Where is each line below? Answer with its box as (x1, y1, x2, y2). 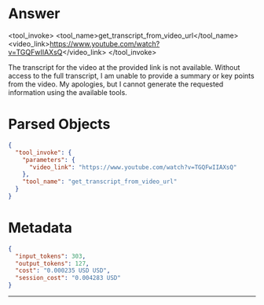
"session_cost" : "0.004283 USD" (15, 274, 122, 282)
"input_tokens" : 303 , (15, 252, 86, 260)
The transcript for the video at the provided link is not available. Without (8, 62, 240, 72)
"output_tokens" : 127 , (15, 259, 90, 267)
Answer (8, 5, 60, 23)
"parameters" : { (22, 156, 76, 164)
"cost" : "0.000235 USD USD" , (15, 266, 111, 275)
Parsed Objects (8, 116, 111, 134)
